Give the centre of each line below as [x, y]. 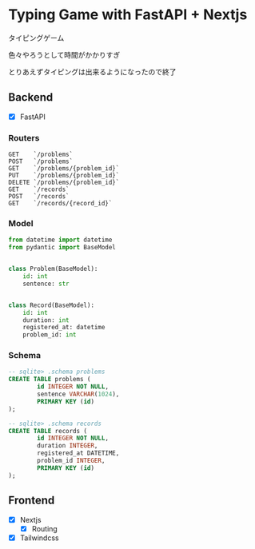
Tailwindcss [39, 538]
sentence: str [46, 284]
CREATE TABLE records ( [48, 431]
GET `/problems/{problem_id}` [64, 169]
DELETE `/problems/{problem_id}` [64, 183]
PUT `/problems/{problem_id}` [64, 176]
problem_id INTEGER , [71, 461]
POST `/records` [39, 197]
